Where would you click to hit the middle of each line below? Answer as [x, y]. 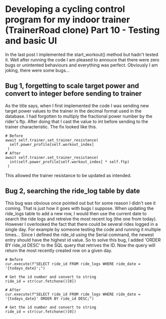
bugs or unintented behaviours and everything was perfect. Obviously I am [82, 65]
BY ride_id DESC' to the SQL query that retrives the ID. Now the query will [80, 245]
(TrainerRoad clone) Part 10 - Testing [83, 30]
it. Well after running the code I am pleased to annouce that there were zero [82, 60]
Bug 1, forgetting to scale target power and [72, 86]
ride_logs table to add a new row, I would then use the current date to [76, 213]
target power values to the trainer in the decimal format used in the [73, 111]
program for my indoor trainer [68, 20]
